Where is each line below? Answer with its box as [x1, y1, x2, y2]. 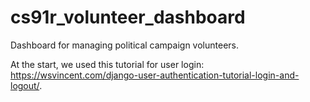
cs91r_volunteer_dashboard [10, 6, 246, 29]
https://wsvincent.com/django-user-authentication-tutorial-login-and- [10, 69, 300, 81]
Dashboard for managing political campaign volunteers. [10, 39, 239, 51]
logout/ [10, 79, 40, 91]
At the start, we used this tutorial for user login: [10, 58, 205, 70]
